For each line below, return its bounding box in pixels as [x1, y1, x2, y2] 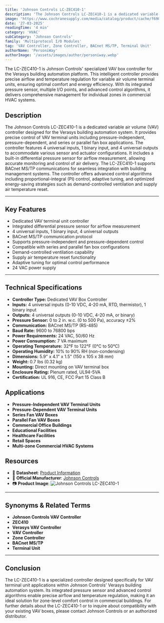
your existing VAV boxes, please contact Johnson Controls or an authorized [5, 608, 157, 614]
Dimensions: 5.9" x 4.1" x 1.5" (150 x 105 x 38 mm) [12, 353, 114, 359]
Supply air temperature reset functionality [12, 254, 96, 260]
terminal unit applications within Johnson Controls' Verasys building [5, 582, 142, 588]
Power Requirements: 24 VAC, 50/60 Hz [12, 332, 95, 338]
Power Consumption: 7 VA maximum [12, 338, 87, 344]
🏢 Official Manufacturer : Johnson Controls [12, 475, 99, 481]
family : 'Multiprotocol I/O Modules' [5, 39, 82, 44]
